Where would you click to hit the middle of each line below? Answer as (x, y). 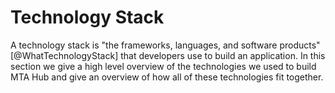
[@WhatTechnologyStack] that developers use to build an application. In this (168, 55)
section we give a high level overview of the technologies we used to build (163, 66)
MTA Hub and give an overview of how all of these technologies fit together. (167, 77)
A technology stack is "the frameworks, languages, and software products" (165, 45)
